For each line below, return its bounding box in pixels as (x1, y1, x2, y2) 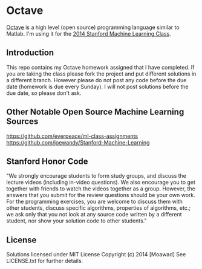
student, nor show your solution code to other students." (6, 217, 147, 224)
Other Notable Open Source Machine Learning (6, 107, 184, 117)
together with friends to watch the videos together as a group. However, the (6, 185, 195, 192)
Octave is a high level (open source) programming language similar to (6, 24, 180, 31)
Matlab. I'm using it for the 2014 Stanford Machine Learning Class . (6, 30, 171, 37)
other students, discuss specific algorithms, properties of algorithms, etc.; (6, 204, 191, 212)
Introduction (6, 48, 54, 58)
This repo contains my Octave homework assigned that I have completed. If (6, 63, 195, 71)
